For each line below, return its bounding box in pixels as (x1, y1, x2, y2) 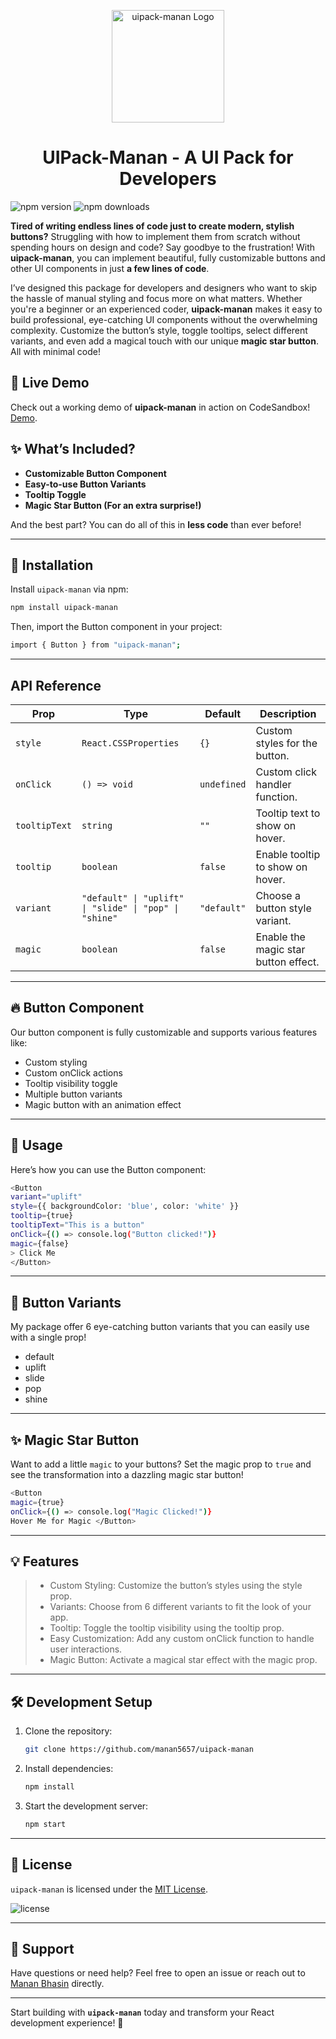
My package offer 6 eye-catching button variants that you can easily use (10, 1321, 310, 1333)
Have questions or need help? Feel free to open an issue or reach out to (10, 1967, 306, 1979)
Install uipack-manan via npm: (10, 583, 129, 595)
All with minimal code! (10, 345, 101, 357)
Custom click (255, 765, 317, 779)
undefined (199, 778, 247, 790)
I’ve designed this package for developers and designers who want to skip (10, 281, 318, 294)
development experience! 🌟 (10, 2017, 124, 2029)
